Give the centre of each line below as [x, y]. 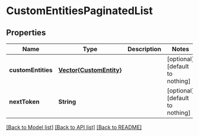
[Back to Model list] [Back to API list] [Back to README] [74, 127]
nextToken [24, 102]
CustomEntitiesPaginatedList [79, 11]
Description [145, 49]
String [67, 102]
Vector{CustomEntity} [90, 70]
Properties [26, 33]
